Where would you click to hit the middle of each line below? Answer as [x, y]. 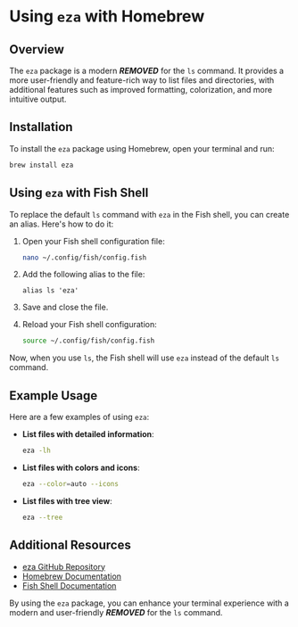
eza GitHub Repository [63, 566]
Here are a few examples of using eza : [79, 417]
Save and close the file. [65, 307]
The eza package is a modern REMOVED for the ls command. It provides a [146, 70]
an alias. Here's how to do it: [62, 224]
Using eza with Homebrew [107, 16]
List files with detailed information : [88, 434]
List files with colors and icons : [81, 467]
